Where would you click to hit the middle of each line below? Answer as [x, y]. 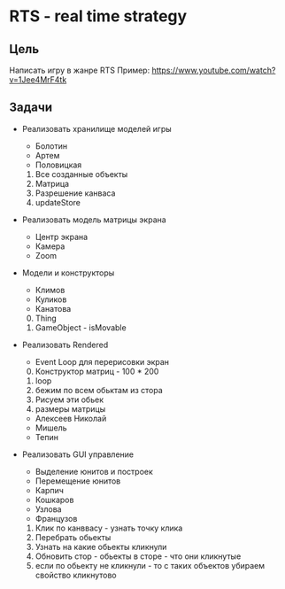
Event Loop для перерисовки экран [102, 361]
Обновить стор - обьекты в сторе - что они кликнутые [138, 556]
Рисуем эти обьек [69, 399]
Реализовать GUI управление [78, 454]
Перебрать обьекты [73, 537]
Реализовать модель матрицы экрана [94, 220]
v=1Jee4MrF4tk [38, 80]
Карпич [50, 490]
